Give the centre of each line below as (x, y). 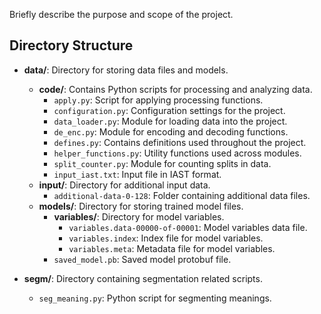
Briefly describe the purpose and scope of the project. (121, 14)
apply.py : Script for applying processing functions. (158, 100)
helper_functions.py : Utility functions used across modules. (177, 153)
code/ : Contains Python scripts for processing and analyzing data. (175, 89)
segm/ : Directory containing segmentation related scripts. (143, 278)
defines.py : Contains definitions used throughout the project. (180, 142)
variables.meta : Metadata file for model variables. (172, 248)
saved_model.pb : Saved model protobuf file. (142, 259)
